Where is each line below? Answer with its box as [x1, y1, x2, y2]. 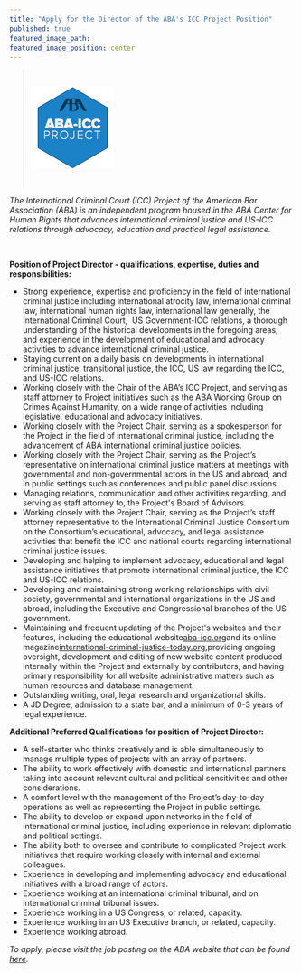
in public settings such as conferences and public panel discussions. [22, 478, 279, 489]
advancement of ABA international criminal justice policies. [22, 439, 242, 451]
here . [9, 954, 29, 965]
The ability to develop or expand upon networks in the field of [22, 811, 253, 822]
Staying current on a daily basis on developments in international [22, 354, 265, 364]
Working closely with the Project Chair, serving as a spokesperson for [22, 420, 283, 431]
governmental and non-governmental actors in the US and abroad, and [22, 468, 287, 479]
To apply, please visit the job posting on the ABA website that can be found [9, 944, 291, 955]
